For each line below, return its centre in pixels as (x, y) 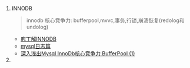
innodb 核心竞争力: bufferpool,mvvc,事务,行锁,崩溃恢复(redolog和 (105, 20)
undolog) (37, 27)
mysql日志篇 (36, 46)
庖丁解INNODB (39, 39)
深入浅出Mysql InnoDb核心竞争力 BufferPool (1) (78, 53)
